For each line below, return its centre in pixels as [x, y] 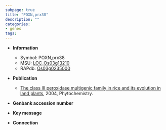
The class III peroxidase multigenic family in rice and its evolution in [90, 88]
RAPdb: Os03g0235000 [45, 68]
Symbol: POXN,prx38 [42, 58]
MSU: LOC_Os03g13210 [45, 63]
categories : [18, 24]
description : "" [22, 19]
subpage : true [20, 10]
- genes [13, 29]
